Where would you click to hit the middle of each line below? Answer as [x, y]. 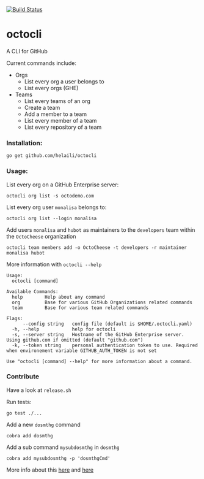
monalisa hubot [26, 253]
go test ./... [24, 413]
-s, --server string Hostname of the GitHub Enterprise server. [98, 334]
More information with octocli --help [54, 264]
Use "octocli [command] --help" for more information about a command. [99, 361]
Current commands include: [42, 63]
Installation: [24, 143]
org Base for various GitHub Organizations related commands [102, 302]
